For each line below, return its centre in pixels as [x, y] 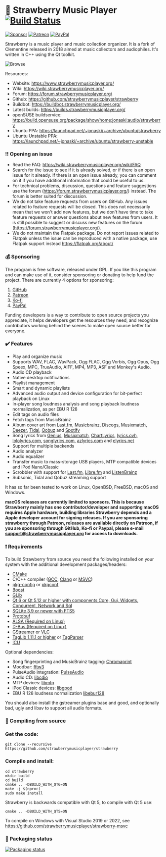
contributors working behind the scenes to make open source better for [78, 325]
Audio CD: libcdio [30, 677]
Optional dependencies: [29, 652]
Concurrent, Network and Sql [42, 605]
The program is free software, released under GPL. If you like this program [81, 269]
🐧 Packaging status [29, 839]
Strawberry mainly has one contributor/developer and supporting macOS [82, 507]
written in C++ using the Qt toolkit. [40, 54]
